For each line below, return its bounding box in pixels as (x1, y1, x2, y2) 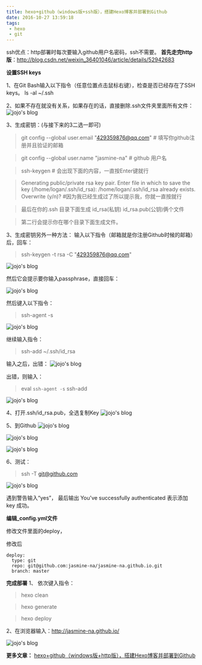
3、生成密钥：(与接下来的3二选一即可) (6, 121, 101, 128)
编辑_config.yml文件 (6, 515, 58, 522)
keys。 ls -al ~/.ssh (6, 89, 54, 96)
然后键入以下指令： (6, 300, 54, 307)
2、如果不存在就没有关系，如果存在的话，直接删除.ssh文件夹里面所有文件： (6, 102, 194, 109)
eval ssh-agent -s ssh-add (20, 385, 88, 392)
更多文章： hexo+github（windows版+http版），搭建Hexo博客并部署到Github (6, 652, 196, 659)
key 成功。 (6, 502, 33, 509)
